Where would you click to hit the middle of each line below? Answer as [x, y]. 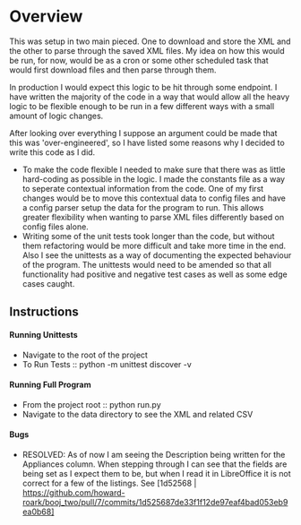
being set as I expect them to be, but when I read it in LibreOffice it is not [156, 473]
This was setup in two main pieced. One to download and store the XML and [150, 41]
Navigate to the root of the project [85, 355]
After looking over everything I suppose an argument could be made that [143, 133]
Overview [46, 17]
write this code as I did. [52, 152]
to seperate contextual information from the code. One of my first [143, 188]
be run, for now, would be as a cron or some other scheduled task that [139, 60]
